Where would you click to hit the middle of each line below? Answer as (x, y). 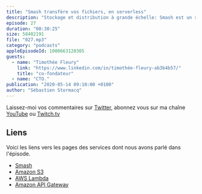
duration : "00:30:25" (33, 29)
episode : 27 (21, 23)
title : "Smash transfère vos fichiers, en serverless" (76, 12)
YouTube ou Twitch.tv (33, 114)
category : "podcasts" (33, 46)
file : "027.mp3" (26, 40)
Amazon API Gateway (42, 184)
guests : (16, 57)
